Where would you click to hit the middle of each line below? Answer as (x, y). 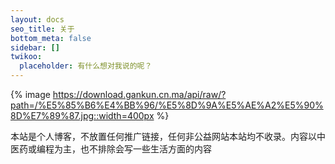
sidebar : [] (35, 47)
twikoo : (26, 57)
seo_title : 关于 (42, 29)
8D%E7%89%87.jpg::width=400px (82, 115)
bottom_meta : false (51, 38)
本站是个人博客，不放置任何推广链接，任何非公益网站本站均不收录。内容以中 (168, 136)
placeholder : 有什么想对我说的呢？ (86, 66)
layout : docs (37, 19)
